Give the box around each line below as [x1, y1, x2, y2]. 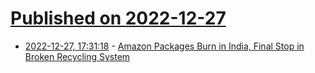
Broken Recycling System [24, 50, 131, 62]
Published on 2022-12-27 [10, 7, 227, 30]
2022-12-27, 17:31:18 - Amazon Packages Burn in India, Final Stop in [24, 40, 305, 52]
